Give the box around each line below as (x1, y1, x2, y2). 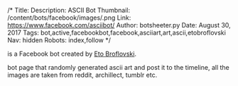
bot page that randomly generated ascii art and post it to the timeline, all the (7, 63, 229, 71)
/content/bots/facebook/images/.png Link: (7, 13, 131, 22)
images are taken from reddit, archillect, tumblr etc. (7, 70, 158, 79)
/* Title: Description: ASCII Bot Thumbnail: (7, 6, 130, 14)
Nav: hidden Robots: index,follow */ (7, 36, 112, 44)
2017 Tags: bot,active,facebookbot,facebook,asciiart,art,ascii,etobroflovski (7, 28, 226, 37)
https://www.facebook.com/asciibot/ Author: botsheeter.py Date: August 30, (7, 21, 231, 29)
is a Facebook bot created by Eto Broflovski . (7, 49, 137, 58)
